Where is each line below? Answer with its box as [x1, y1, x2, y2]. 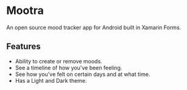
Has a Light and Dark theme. [15, 77, 87, 84]
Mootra [6, 4, 44, 18]
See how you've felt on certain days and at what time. [15, 71, 150, 78]
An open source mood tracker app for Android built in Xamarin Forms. [6, 24, 182, 31]
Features [6, 41, 41, 52]
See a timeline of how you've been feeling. [15, 64, 122, 71]
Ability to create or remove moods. [15, 57, 102, 64]
